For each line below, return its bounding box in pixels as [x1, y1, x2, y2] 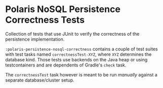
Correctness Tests [5, 14, 85, 26]
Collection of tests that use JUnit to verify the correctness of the [5, 31, 140, 37]
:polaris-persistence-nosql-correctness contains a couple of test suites [5, 46, 158, 52]
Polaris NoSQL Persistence [5, 4, 120, 15]
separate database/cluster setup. [5, 77, 74, 83]
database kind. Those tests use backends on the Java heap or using [5, 56, 148, 62]
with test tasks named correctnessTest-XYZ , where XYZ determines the [5, 51, 152, 57]
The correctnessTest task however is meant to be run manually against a [5, 71, 158, 77]
